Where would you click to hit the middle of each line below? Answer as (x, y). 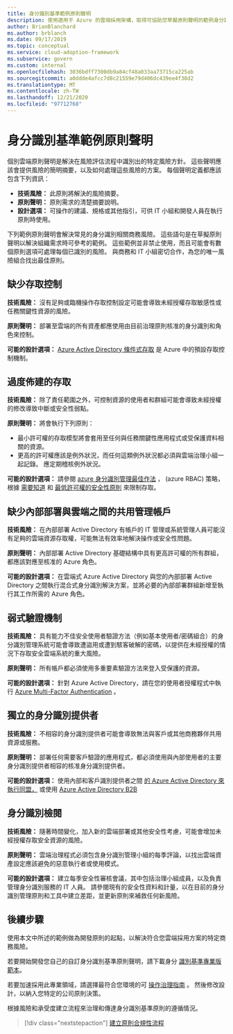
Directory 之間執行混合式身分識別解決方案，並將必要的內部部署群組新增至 (112, 585)
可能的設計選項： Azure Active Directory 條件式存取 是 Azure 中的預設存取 (113, 349)
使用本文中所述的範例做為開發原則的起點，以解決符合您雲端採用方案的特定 (113, 937)
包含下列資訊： (28, 179)
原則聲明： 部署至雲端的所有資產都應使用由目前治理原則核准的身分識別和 (111, 326)
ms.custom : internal (37, 65)
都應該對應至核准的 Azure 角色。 (54, 562)
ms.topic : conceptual (38, 46)
